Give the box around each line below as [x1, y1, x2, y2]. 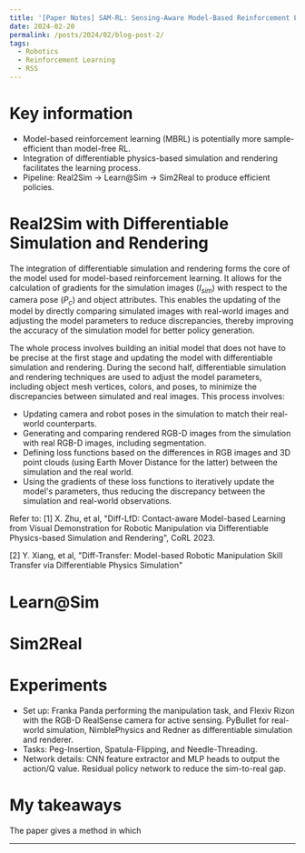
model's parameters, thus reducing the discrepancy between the [22, 486, 266, 497]
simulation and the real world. [22, 467, 134, 477]
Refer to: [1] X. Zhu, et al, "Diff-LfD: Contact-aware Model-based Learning [9, 513, 286, 524]
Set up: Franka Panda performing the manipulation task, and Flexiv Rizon [22, 705, 295, 716]
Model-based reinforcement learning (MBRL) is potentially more [22, 133, 261, 144]
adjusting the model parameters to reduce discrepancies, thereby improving [9, 316, 294, 326]
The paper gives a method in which [9, 825, 142, 836]
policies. [22, 181, 54, 192]
